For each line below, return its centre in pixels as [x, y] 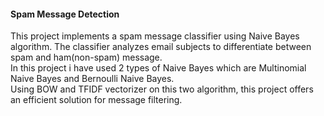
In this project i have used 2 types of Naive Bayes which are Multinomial [158, 68]
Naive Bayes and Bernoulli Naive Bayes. [92, 79]
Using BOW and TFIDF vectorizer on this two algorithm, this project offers [162, 89]
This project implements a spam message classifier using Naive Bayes [155, 36]
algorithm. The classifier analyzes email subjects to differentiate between [161, 47]
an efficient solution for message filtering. [96, 100]
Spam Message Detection [65, 14]
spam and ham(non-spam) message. [86, 57]
